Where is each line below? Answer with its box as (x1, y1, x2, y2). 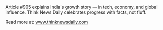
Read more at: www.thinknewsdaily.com (5, 19, 88, 25)
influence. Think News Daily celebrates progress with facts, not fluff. (5, 9, 147, 15)
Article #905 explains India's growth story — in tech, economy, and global (5, 4, 158, 10)
